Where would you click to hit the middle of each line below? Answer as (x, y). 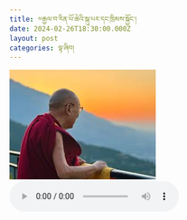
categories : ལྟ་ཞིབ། (42, 48)
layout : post (34, 38)
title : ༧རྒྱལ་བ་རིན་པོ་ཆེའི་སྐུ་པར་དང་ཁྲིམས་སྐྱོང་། (73, 19)
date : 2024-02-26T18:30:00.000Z (70, 29)
